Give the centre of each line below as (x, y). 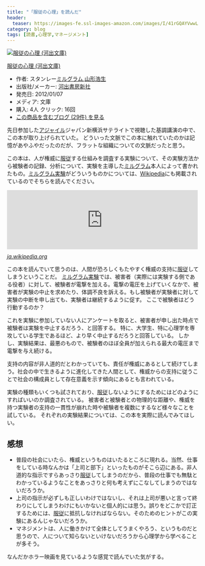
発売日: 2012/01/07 (39, 94)
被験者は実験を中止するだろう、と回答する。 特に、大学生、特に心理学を (98, 328)
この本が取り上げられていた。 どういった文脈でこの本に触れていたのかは (98, 138)
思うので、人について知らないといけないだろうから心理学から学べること (106, 536)
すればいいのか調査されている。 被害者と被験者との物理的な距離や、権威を (101, 400)
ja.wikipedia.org (27, 257)
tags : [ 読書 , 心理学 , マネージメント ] (48, 35)
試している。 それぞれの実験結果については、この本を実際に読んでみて (96, 415)
